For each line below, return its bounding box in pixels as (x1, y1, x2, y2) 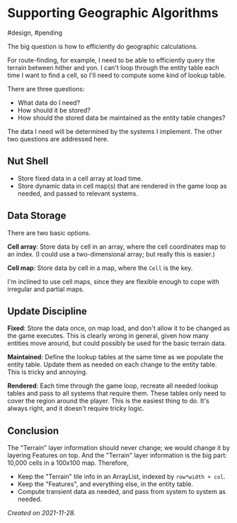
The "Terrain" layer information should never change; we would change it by (7, 444, 230, 452)
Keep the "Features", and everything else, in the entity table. (17, 480, 193, 488)
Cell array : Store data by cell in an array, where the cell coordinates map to (7, 242, 226, 251)
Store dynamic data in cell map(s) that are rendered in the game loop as (17, 181, 228, 190)
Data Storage (7, 210, 67, 222)
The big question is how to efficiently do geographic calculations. (7, 42, 198, 50)
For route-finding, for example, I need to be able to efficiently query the (7, 55, 216, 64)
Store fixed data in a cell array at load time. (17, 174, 143, 182)
